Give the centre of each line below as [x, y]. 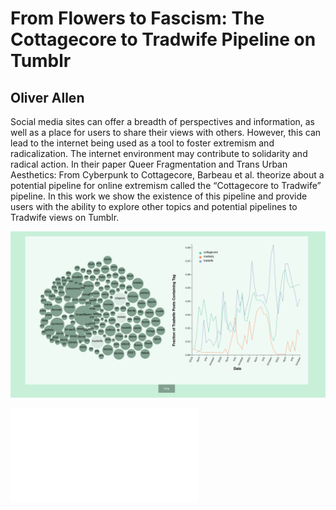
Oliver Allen [47, 97]
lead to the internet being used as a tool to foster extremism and [142, 143]
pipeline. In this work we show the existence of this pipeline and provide [159, 196]
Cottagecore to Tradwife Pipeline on [163, 39]
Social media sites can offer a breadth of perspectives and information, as [163, 121]
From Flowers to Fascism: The [137, 18]
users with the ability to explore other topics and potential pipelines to [154, 206]
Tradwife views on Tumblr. [65, 217]
